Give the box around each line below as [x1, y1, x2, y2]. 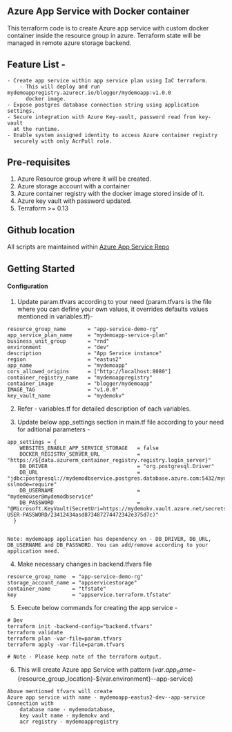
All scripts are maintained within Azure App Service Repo [7, 242, 170, 251]
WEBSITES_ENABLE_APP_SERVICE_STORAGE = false [19, 445, 159, 452]
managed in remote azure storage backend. [7, 38, 132, 47]
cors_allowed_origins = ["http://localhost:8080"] [7, 368, 171, 375]
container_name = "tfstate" [7, 585, 107, 592]
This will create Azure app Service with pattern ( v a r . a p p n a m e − [17, 665, 197, 675]
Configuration [7, 282, 48, 290]
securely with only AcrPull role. [13, 138, 113, 145]
